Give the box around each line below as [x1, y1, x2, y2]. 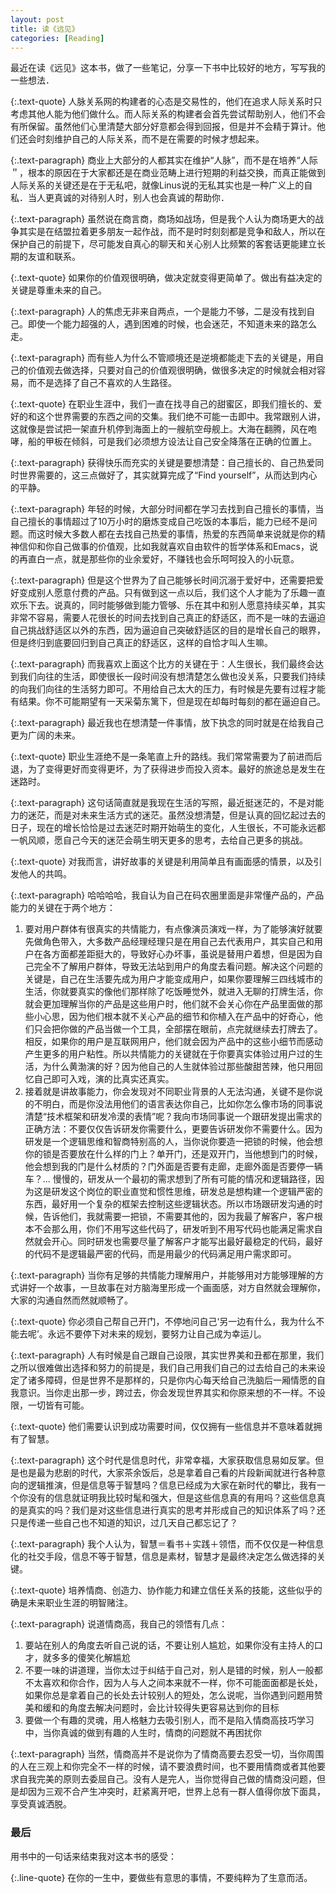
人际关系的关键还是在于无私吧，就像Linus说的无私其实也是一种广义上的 [10, 179, 305, 191]
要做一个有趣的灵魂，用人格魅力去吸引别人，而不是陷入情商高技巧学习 [24, 1714, 315, 1726]
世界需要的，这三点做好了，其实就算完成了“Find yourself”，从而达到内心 [18, 469, 318, 481]
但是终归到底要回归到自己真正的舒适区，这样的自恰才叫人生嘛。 [10, 637, 273, 649]
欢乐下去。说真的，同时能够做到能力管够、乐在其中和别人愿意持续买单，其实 [10, 599, 326, 611]
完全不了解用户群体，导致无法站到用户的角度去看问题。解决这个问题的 [33, 961, 323, 973]
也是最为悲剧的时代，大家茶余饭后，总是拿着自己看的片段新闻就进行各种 [18, 1467, 317, 1479]
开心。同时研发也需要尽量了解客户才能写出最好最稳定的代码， [51, 1236, 306, 1248]
